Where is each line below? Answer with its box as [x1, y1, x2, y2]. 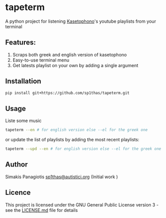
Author [5, 160, 28, 169]
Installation [5, 77, 41, 86]
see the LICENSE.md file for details [5, 207, 78, 213]
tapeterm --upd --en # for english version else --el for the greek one [5, 146, 161, 151]
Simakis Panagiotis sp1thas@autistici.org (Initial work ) [5, 174, 118, 180]
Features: [5, 38, 36, 47]
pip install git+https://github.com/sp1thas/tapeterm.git [5, 90, 130, 95]
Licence [5, 188, 31, 197]
